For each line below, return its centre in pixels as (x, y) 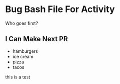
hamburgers (25, 51)
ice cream (23, 56)
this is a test (18, 77)
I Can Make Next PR (37, 39)
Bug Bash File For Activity (60, 9)
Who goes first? (22, 23)
